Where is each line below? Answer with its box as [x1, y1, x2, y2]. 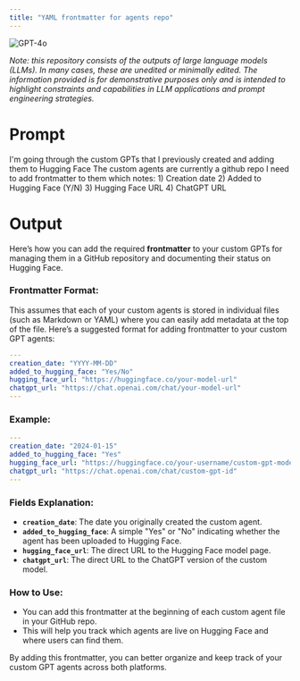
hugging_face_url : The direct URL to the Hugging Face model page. [21, 544, 271, 555]
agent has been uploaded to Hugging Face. [21, 535, 182, 546]
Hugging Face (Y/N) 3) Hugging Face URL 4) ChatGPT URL [9, 182, 227, 193]
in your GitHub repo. [21, 616, 97, 626]
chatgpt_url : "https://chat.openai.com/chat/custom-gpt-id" [9, 467, 238, 475]
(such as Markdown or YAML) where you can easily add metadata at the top [9, 314, 289, 324]
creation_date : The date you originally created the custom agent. [21, 516, 262, 527]
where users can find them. [21, 635, 124, 646]
